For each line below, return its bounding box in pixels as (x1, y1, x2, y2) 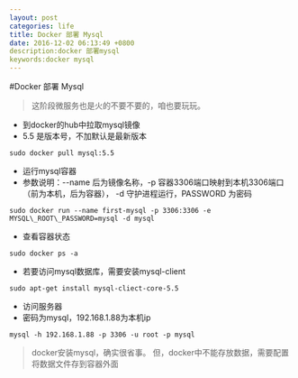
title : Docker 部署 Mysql (9, 30, 104, 39)
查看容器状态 (22, 231, 70, 242)
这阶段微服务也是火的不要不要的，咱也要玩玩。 (31, 100, 205, 111)
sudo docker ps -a (9, 249, 78, 258)
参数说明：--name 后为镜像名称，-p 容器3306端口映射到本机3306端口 (22, 177, 284, 188)
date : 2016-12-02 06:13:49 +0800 (9, 38, 135, 48)
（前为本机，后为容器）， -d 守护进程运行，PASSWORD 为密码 (22, 189, 252, 198)
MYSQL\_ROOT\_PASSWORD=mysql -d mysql (9, 214, 155, 223)
